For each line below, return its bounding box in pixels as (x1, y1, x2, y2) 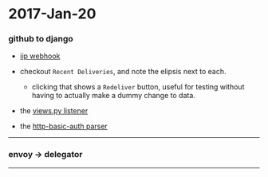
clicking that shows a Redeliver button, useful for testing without (31, 82, 245, 92)
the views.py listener (19, 106, 89, 116)
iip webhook (19, 51, 61, 61)
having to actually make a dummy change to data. (31, 91, 195, 100)
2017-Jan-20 (8, 5, 97, 23)
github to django (8, 33, 73, 45)
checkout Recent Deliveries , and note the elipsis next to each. (19, 67, 227, 77)
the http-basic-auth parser (19, 121, 108, 132)
